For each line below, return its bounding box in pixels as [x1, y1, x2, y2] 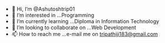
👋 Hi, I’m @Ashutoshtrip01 [11, 6, 75, 12]
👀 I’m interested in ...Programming [11, 12, 94, 19]
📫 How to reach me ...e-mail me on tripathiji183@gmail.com [11, 31, 158, 37]
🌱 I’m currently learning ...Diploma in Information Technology [11, 18, 160, 24]
